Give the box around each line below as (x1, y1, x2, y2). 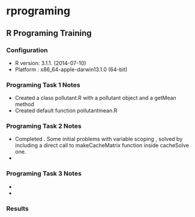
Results (6, 204, 29, 213)
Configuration (6, 46, 48, 54)
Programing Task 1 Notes (6, 81, 80, 89)
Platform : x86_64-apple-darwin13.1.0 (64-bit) (14, 66, 128, 73)
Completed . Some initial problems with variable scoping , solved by (14, 136, 183, 143)
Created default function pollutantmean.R (14, 107, 118, 114)
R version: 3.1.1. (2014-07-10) (14, 59, 86, 66)
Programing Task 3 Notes (6, 169, 82, 178)
